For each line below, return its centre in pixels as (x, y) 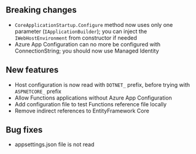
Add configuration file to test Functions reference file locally (91, 104)
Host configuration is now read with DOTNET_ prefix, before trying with (102, 84)
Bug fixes (24, 130)
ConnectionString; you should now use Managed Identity (87, 51)
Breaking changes (41, 10)
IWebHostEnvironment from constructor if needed (76, 38)
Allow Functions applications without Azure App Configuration (93, 98)
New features (32, 70)
